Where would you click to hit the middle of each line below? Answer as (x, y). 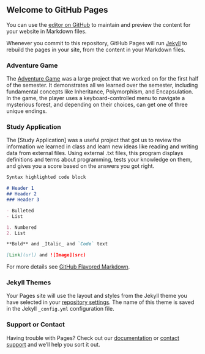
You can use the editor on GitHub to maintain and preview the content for (99, 24)
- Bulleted (20, 211)
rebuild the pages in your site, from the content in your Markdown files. (96, 49)
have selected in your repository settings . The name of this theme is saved (100, 302)
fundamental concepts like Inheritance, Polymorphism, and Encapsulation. (100, 92)
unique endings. (27, 111)
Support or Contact (36, 325)
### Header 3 (23, 200)
